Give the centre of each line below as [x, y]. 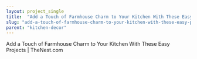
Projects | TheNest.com [35, 50]
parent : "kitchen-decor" [36, 27]
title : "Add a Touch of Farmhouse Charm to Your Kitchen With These [93, 17]
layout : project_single [35, 11]
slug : [13, 22]
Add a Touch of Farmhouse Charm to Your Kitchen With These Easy [88, 44]
